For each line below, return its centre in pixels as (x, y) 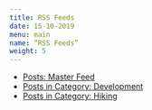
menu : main (30, 34)
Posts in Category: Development (83, 87)
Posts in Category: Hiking (70, 96)
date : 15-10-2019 (42, 26)
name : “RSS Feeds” (44, 43)
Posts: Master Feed (58, 77)
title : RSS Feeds (42, 18)
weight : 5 (28, 51)
